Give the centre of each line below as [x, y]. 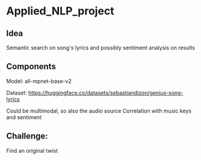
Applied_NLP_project [60, 11]
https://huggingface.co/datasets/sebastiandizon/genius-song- [106, 93]
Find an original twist [32, 150]
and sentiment [24, 117]
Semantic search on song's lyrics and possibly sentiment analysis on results [101, 48]
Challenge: [27, 136]
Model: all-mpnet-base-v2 [39, 81]
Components [31, 66]
